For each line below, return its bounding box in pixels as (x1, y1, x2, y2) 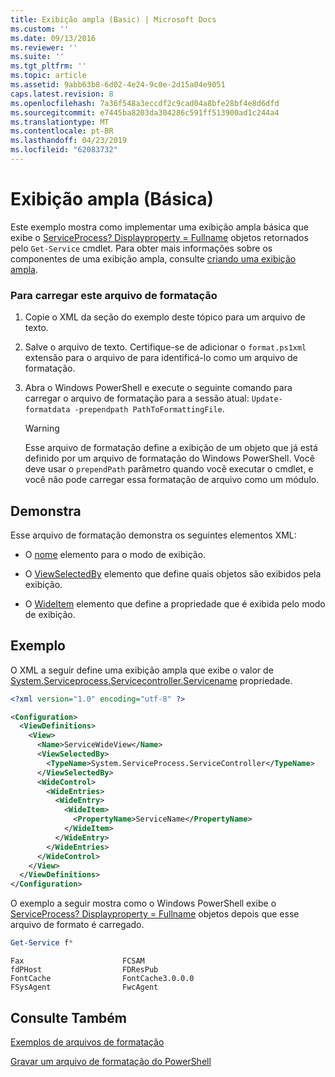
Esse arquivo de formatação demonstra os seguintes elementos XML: (10, 529, 297, 541)
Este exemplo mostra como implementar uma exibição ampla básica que (10, 221, 309, 233)
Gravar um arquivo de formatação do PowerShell (10, 1055, 212, 1067)
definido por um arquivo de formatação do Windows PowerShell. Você (24, 452, 315, 465)
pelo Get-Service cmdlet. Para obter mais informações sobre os (10, 242, 273, 254)
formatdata (24, 405, 71, 415)
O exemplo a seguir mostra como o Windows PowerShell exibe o (10, 897, 277, 910)
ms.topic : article (10, 71, 87, 81)
